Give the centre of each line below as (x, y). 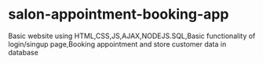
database (24, 52)
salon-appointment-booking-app (119, 14)
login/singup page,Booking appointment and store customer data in (117, 44)
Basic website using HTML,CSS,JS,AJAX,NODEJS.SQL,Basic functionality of (132, 36)
